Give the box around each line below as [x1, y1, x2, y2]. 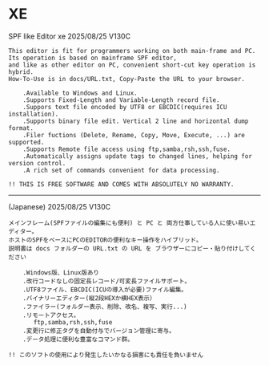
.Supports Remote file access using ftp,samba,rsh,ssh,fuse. [22, 145, 231, 153]
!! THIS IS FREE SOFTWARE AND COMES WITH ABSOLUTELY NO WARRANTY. [8, 180, 235, 189]
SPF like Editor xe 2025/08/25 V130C [8, 31, 130, 41]
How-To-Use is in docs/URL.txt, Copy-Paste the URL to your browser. [8, 75, 246, 83]
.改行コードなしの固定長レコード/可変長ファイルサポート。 [22, 277, 191, 285]
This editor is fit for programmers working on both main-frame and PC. [8, 47, 256, 55]
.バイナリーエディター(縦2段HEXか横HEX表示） [22, 294, 156, 302]
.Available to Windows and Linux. [22, 89, 138, 97]
